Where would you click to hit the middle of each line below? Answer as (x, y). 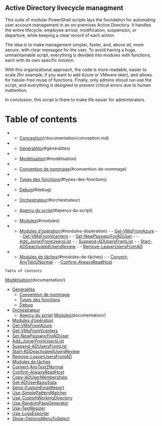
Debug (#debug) (35, 190)
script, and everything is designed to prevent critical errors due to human (78, 85)
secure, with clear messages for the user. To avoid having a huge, (71, 50)
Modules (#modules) (39, 220)
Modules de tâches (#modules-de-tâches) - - (64, 257)
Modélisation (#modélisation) (48, 159)
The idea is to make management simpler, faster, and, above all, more (74, 44)
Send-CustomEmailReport (38, 387)
